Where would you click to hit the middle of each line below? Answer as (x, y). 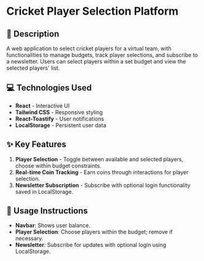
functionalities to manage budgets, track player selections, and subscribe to (102, 55)
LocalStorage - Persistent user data (61, 125)
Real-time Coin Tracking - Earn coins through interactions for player (102, 172)
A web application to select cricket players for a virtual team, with (89, 48)
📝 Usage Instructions (47, 211)
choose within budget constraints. (58, 166)
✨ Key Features (36, 145)
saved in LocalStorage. (44, 191)
